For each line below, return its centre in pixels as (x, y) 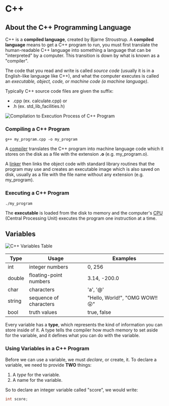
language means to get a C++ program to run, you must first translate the (82, 45)
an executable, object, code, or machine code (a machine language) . (77, 81)
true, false (99, 312)
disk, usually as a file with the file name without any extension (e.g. (75, 175)
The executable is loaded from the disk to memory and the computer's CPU (84, 213)
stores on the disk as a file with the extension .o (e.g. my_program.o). (77, 154)
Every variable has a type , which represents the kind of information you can (84, 325)
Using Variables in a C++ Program (47, 349)
